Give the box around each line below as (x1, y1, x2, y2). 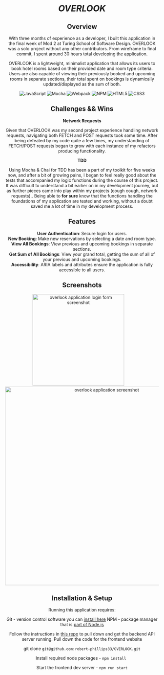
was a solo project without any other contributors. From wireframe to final (8, 46, 156, 51)
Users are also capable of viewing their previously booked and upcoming (8, 71, 156, 76)
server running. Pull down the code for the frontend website (21, 636, 143, 642)
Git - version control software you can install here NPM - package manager (6, 616, 158, 622)
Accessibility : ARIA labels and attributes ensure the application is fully (11, 261, 153, 267)
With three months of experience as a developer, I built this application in (8, 35, 156, 41)
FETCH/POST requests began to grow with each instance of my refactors (8, 143, 156, 149)
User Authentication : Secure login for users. (37, 230, 127, 236)
